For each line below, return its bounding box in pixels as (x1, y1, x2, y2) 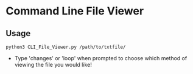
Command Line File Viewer (5, 4, 144, 18)
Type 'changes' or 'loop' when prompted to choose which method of (14, 55, 188, 61)
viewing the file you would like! (14, 61, 92, 68)
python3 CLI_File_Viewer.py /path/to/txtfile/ (5, 44, 126, 50)
